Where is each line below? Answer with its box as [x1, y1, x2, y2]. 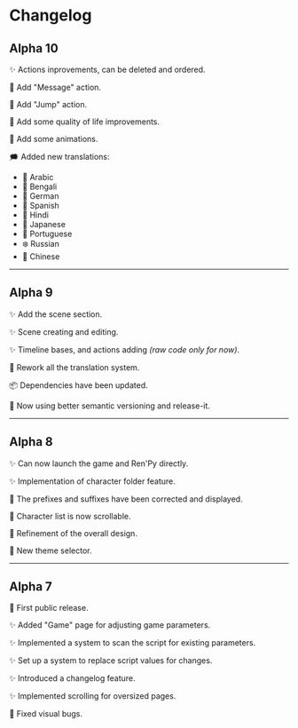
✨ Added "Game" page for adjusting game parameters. [9, 620, 211, 630]
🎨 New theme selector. [9, 545, 92, 556]
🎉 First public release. [9, 603, 89, 613]
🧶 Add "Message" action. [9, 82, 102, 92]
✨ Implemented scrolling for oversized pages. [9, 691, 176, 701]
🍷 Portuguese [21, 228, 73, 239]
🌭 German [21, 191, 59, 201]
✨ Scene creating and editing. [9, 326, 119, 337]
